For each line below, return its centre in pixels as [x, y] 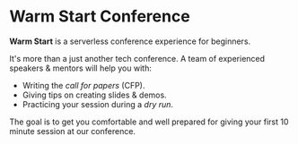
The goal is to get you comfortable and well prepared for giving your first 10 [149, 122]
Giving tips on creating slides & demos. [95, 95]
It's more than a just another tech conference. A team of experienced [137, 58]
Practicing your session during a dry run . [97, 104]
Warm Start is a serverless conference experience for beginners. [130, 41]
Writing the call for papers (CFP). [83, 85]
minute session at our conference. [73, 131]
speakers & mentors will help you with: [81, 68]
